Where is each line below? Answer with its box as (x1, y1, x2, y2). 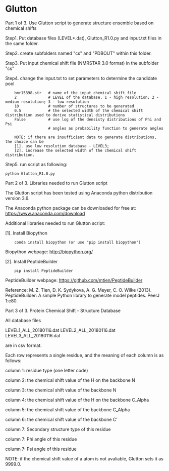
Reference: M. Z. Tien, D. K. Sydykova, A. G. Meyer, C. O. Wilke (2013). (5, 287, 152, 293)
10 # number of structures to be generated (14, 103, 135, 109)
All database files (5, 317, 41, 323)
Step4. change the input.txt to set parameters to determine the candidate (5, 75, 157, 81)
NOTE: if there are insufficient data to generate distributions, (14, 135, 157, 140)
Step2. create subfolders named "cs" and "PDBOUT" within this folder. (5, 50, 152, 56)
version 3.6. (5, 195, 30, 201)
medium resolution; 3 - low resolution (5, 99, 89, 104)
